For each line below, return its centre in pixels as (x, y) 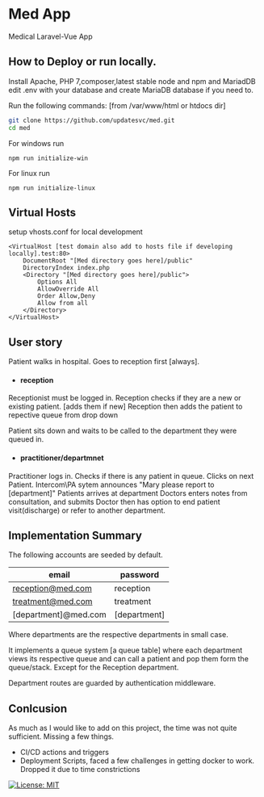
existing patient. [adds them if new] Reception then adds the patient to (126, 407)
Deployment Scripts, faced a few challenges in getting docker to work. (137, 761)
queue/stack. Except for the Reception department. (94, 668)
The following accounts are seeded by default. (86, 555)
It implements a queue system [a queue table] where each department (126, 650)
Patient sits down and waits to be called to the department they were (123, 431)
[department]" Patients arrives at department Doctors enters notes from (128, 493)
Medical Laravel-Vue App (50, 36)
